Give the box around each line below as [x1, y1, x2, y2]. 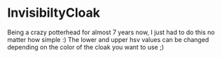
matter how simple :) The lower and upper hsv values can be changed [7, 35, 209, 43]
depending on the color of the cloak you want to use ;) [7, 43, 165, 51]
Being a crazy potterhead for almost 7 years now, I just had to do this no [7, 28, 215, 36]
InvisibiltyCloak [7, 5, 100, 21]
